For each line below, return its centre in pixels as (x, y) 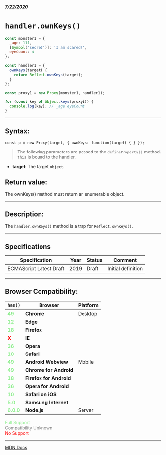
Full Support (18, 422)
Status (95, 260)
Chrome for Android (49, 370)
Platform (88, 305)
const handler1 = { (25, 65)
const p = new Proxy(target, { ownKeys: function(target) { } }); (75, 143)
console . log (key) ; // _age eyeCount (47, 106)
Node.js (34, 410)
